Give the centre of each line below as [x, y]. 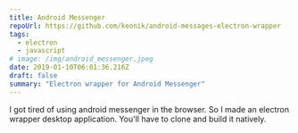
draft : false [33, 76]
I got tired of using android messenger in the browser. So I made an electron [149, 109]
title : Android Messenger [57, 17]
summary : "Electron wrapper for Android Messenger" [107, 84]
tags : [19, 34]
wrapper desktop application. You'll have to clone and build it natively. [138, 119]
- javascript [41, 51]
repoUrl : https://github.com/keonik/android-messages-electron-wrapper [145, 26]
